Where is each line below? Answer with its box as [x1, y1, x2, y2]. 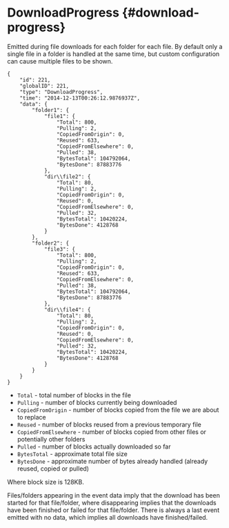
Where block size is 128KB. [7, 478, 84, 486]
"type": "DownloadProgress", [19, 88, 103, 95]
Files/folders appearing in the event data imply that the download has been [7, 491, 221, 499]
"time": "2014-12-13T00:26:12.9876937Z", [19, 95, 140, 102]
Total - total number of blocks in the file [17, 390, 131, 399]
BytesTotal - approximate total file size [17, 449, 128, 458]
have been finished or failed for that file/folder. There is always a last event [7, 506, 219, 514]
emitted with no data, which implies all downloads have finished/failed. [7, 513, 208, 521]
